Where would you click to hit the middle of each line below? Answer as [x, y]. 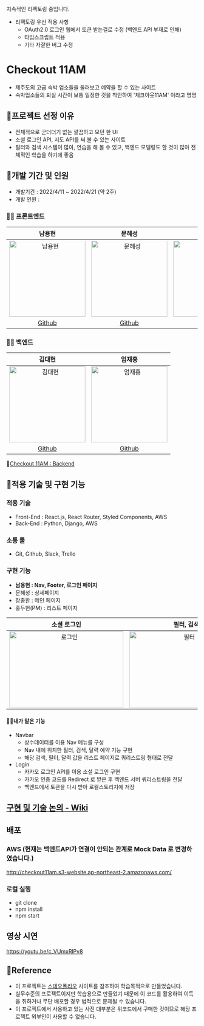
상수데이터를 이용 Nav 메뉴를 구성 [64, 742]
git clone [26, 903]
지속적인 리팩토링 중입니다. [38, 9]
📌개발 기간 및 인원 [37, 176]
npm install [29, 909]
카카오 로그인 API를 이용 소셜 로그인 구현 [72, 771]
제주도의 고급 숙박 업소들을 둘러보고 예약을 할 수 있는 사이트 [86, 87]
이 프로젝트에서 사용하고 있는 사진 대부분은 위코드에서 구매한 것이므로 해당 [103, 1009]
